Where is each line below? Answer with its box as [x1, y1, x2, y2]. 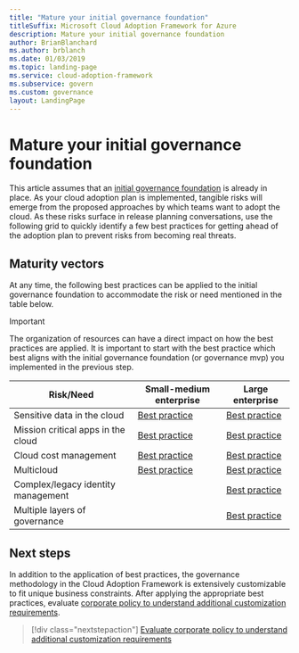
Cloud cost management [13, 450, 117, 462]
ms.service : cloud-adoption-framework [9, 71, 153, 80]
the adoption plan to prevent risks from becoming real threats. [9, 230, 237, 241]
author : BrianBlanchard [9, 37, 98, 47]
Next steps [9, 545, 71, 560]
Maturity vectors [9, 256, 105, 271]
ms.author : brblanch [9, 46, 86, 55]
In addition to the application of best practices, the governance [9, 568, 240, 580]
